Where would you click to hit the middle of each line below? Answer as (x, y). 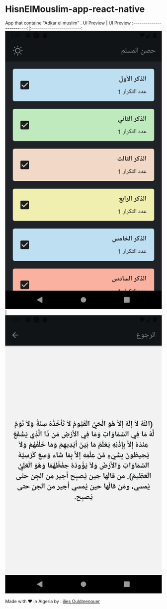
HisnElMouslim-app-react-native (75, 9)
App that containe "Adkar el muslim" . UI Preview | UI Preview (68, 23)
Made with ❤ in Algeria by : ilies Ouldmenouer (53, 601)
